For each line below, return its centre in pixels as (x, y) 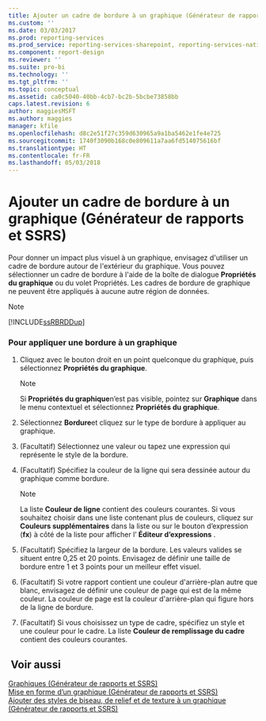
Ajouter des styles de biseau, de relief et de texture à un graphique (117, 700)
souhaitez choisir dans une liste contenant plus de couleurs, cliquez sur (136, 518)
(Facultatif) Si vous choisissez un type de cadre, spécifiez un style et (132, 623)
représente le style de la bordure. (74, 455)
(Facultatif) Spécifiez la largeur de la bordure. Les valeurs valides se (131, 550)
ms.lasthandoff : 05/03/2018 (55, 163)
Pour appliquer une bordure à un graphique (93, 342)
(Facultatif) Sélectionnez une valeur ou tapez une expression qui (125, 446)
